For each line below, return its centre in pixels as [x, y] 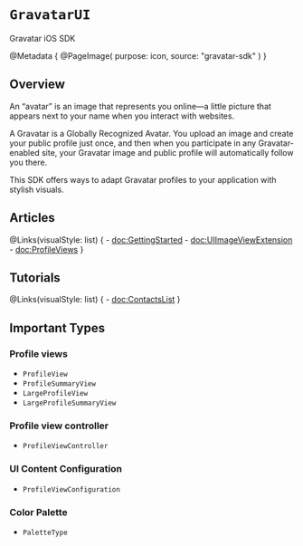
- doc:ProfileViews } [47, 249]
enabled [24, 152]
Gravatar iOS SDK [43, 38]
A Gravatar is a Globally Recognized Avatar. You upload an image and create [151, 133]
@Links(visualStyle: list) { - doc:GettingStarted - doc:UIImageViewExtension [151, 239]
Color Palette [38, 512]
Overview [38, 85]
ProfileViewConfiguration [71, 489]
